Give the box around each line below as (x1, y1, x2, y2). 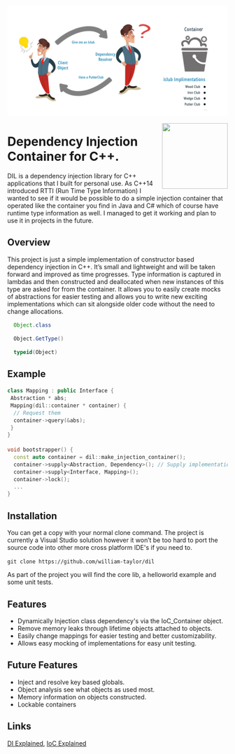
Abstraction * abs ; (10, 394, 68, 402)
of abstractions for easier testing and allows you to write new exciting (7, 292, 208, 301)
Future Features (7, 660, 78, 671)
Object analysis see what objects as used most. (17, 685, 155, 694)
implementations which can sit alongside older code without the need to (7, 299, 215, 308)
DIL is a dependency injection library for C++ (7, 171, 137, 180)
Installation (7, 510, 57, 522)
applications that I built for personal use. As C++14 (7, 179, 153, 187)
